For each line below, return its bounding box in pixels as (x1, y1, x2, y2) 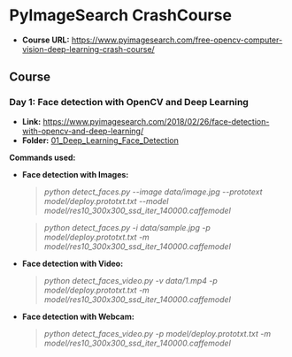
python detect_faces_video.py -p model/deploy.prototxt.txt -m (43, 328, 272, 338)
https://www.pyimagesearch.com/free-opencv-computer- (71, 34, 283, 45)
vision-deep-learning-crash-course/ (21, 43, 155, 54)
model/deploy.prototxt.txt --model (43, 195, 170, 206)
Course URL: (21, 34, 70, 45)
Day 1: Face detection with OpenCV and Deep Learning (9, 96, 250, 109)
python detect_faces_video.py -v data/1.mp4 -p (43, 275, 219, 285)
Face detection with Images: (21, 169, 129, 179)
